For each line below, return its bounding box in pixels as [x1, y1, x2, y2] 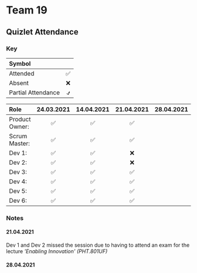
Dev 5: [9, 187, 28, 195]
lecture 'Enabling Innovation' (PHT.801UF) [6, 248, 108, 255]
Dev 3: [9, 168, 28, 176]
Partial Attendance [9, 88, 60, 97]
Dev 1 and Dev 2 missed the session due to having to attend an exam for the [6, 241, 190, 248]
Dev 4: [9, 177, 28, 185]
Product [9, 115, 31, 123]
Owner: [9, 122, 29, 131]
